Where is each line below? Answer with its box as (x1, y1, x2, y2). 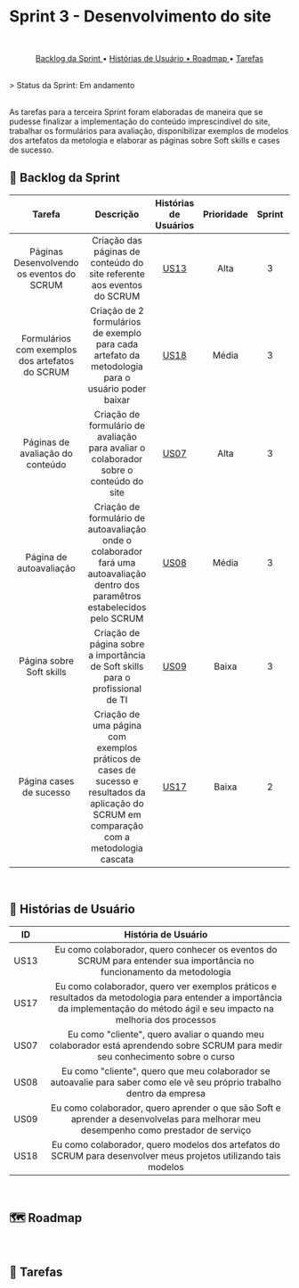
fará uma (98, 556, 136, 568)
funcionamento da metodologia (101, 965, 231, 978)
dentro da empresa (125, 1086, 206, 1099)
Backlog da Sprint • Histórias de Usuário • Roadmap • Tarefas (35, 53, 264, 63)
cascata (100, 853, 134, 865)
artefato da (93, 349, 141, 361)
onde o (101, 533, 132, 546)
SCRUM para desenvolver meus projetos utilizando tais (50, 1149, 281, 1161)
